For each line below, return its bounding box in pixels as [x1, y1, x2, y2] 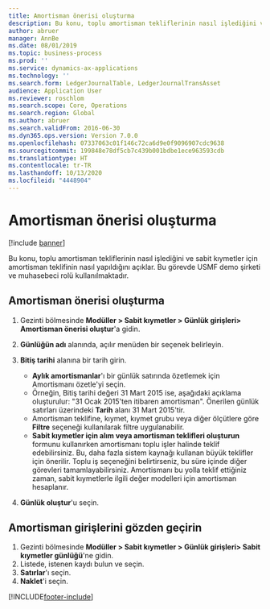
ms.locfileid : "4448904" [8, 176, 92, 185]
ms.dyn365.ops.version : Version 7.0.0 [8, 131, 138, 139]
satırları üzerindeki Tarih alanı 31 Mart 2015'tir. [31, 404, 186, 415]
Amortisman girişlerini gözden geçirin [8, 521, 202, 535]
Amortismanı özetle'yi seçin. [31, 379, 126, 389]
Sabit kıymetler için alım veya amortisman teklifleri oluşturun [31, 430, 240, 440]
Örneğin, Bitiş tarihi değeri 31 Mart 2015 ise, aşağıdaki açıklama [31, 387, 242, 397]
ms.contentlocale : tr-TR [8, 162, 92, 170]
